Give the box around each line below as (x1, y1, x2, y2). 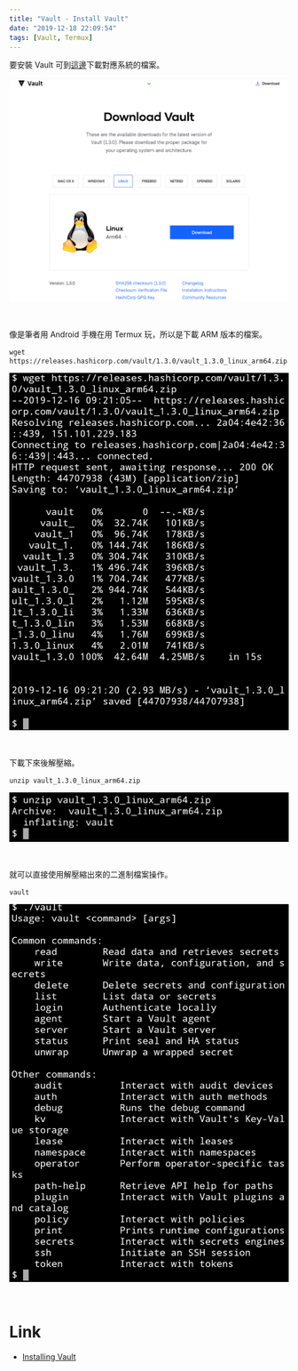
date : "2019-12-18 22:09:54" (9, 23, 117, 33)
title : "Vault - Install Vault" (9, 14, 129, 23)
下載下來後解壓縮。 (9, 758, 80, 768)
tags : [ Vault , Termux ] (9, 33, 93, 42)
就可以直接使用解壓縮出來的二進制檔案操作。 (9, 870, 173, 880)
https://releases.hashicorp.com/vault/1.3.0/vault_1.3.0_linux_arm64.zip (9, 357, 288, 365)
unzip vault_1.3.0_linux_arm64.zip (9, 776, 141, 786)
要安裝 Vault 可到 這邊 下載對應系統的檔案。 (9, 60, 165, 70)
